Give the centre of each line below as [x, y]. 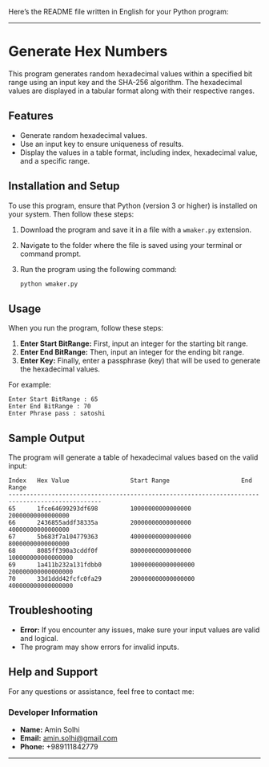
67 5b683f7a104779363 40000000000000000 [100, 537]
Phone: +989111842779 [59, 746]
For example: [30, 385]
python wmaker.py [49, 284]
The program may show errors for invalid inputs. [99, 647]
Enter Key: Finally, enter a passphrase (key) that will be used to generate [140, 361]
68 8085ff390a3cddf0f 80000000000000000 [100, 551]
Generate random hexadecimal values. [84, 135]
